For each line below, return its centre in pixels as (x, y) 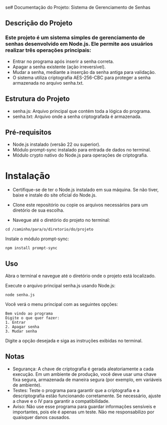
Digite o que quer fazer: (32, 318)
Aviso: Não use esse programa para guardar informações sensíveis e (84, 406)
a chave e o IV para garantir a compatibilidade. (61, 401)
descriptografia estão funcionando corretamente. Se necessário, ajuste (87, 396)
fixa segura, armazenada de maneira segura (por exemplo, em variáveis (87, 379)
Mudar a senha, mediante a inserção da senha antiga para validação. (84, 72)
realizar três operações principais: (48, 50)
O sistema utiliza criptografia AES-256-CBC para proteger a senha (81, 78)
